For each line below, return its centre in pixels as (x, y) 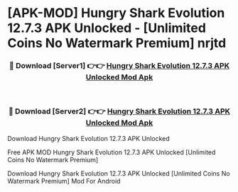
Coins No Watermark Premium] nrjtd (117, 43)
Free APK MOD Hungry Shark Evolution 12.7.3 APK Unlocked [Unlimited (112, 152)
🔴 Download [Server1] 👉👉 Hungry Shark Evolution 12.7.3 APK (119, 66)
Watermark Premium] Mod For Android (64, 181)
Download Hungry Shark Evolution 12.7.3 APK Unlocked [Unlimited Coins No (119, 173)
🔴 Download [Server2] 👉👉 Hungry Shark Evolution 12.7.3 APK (119, 111)
